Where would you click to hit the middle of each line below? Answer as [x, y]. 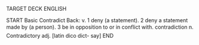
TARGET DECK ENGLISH [36, 9]
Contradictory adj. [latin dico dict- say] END [60, 36]
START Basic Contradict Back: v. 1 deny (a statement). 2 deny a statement [97, 20]
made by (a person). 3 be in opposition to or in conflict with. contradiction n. [100, 27]
